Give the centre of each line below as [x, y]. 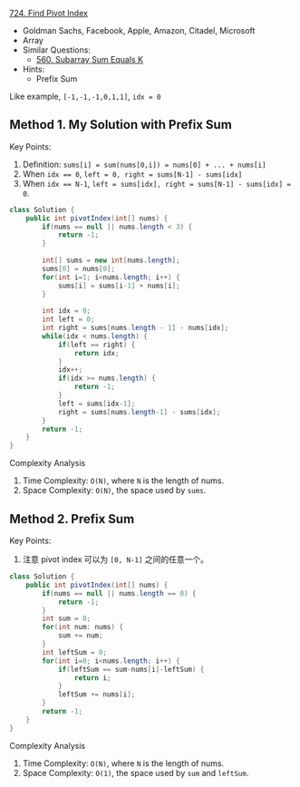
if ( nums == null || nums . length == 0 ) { [119, 593]
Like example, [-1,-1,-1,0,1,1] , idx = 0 [85, 96]
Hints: [34, 69]
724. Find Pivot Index [49, 13]
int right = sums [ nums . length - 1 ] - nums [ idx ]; [135, 328]
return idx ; [97, 353]
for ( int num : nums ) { [83, 627]
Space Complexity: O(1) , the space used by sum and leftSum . [135, 772]
